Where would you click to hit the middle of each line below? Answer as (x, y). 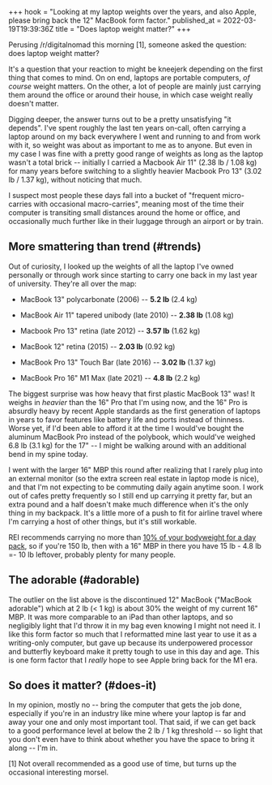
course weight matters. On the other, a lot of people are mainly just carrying (135, 86)
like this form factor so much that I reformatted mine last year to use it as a (133, 634)
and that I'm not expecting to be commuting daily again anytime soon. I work (136, 487)
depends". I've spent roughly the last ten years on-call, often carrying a (127, 128)
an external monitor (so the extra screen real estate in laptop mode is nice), (134, 478)
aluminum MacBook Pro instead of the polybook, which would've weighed (132, 437)
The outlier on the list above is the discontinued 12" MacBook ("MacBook (130, 599)
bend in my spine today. (49, 454)
